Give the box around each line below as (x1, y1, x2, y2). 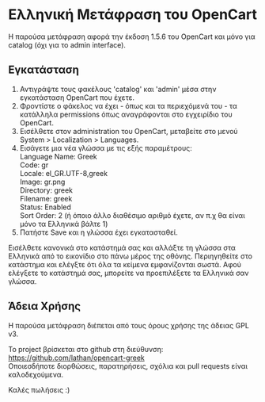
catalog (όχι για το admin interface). (8, 40, 127, 49)
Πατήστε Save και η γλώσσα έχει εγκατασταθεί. (19, 228, 178, 237)
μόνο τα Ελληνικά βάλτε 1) (19, 219, 108, 228)
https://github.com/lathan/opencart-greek (8, 353, 145, 362)
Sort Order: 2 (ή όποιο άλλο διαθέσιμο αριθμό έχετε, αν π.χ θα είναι (19, 210, 245, 220)
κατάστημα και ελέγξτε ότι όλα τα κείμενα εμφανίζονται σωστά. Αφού (8, 259, 241, 269)
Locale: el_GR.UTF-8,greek (19, 168, 108, 178)
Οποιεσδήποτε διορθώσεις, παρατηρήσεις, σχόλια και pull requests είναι (8, 361, 248, 370)
